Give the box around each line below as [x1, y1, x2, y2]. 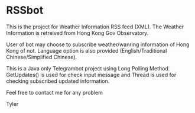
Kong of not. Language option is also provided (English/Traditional [6, 47, 167, 54]
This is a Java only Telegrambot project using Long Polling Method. [6, 64, 170, 72]
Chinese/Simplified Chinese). [6, 53, 77, 60]
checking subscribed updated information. [6, 78, 110, 85]
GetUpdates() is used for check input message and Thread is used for [6, 71, 177, 78]
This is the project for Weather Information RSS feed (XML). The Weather [6, 23, 184, 30]
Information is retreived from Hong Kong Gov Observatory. [6, 29, 149, 36]
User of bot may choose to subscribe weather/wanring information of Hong [6, 41, 190, 48]
